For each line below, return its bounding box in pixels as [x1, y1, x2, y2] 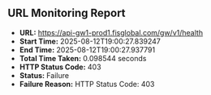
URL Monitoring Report [7, 6, 127, 20]
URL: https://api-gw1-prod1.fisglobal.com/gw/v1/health [19, 27, 204, 37]
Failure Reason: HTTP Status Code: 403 [19, 79, 155, 89]
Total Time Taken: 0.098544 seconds [19, 53, 147, 63]
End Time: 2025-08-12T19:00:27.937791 [19, 44, 156, 55]
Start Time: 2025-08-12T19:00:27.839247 [19, 36, 161, 46]
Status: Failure [19, 70, 70, 80]
